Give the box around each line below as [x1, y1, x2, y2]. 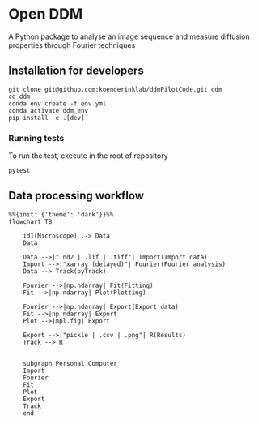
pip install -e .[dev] [8, 113, 85, 122]
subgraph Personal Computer [23, 359, 117, 367]
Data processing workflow [8, 189, 144, 203]
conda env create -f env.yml [8, 99, 107, 108]
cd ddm [8, 92, 31, 101]
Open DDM [8, 5, 83, 24]
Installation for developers [8, 64, 144, 78]
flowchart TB [8, 217, 53, 225]
